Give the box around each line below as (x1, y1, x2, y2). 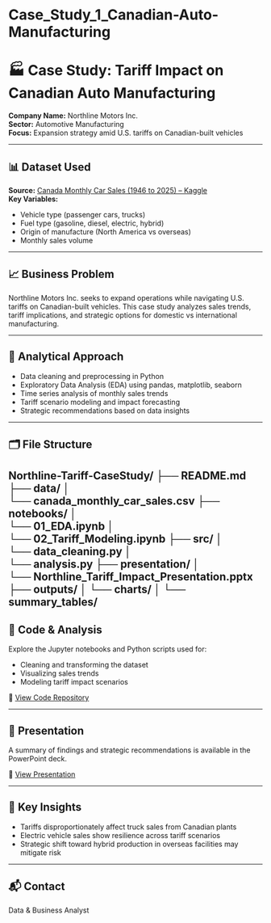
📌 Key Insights (8, 800, 82, 814)
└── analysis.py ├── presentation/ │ (8, 558, 200, 571)
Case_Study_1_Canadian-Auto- (8, 6, 219, 24)
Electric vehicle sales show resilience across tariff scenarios (19, 830, 220, 840)
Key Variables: (8, 194, 59, 204)
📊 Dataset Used (8, 160, 91, 174)
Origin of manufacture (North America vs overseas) (19, 226, 192, 236)
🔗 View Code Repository (8, 693, 90, 702)
